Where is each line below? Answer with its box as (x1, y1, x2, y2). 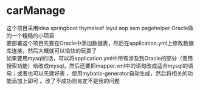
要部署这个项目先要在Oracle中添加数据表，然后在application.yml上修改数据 (6, 39, 195, 47)
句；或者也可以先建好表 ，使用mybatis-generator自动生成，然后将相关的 (6, 69, 188, 77)
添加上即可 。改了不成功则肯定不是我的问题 (11, 77, 120, 85)
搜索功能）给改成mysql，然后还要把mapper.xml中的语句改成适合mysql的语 (6, 62, 193, 69)
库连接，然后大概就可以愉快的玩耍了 (6, 47, 97, 54)
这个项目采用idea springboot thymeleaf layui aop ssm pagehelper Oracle (6, 24, 188, 31)
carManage (6, 4, 66, 18)
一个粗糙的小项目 (11, 31, 55, 39)
